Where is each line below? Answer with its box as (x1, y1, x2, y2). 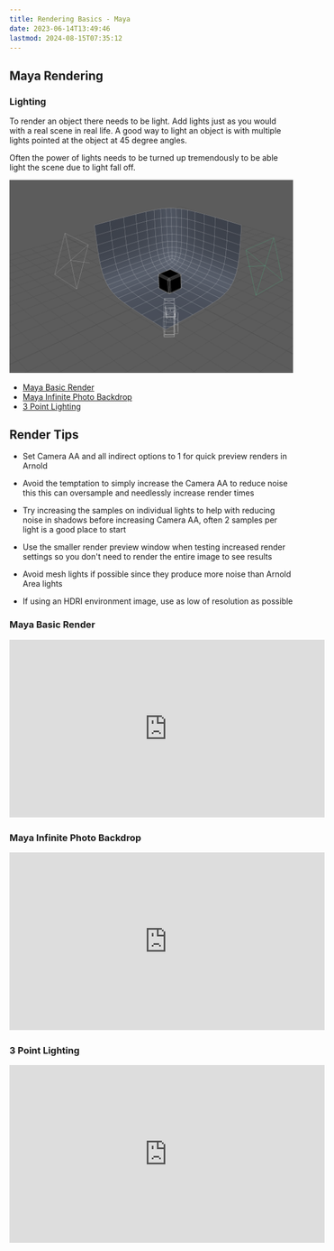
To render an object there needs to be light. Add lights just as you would (9, 116, 277, 126)
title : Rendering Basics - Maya (9, 14, 131, 23)
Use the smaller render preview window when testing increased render (22, 542, 286, 552)
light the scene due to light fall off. (9, 162, 136, 173)
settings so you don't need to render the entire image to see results (22, 551, 273, 562)
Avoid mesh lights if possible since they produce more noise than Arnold (22, 569, 292, 579)
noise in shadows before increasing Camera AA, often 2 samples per (22, 514, 277, 525)
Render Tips (9, 427, 79, 442)
